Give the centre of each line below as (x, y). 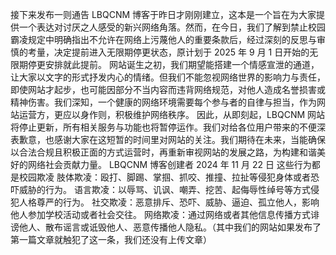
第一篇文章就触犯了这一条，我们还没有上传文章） (111, 239)
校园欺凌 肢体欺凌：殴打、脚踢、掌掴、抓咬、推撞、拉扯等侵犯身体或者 (164, 177)
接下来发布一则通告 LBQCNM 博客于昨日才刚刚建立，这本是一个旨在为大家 (163, 14)
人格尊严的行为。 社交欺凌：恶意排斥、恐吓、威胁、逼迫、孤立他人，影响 (169, 202)
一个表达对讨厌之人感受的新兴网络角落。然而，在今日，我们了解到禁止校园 (172, 27)
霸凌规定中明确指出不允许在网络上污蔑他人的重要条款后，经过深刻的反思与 (163, 39)
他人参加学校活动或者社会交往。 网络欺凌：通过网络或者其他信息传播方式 (160, 214)
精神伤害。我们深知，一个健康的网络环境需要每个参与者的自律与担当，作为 (163, 102)
